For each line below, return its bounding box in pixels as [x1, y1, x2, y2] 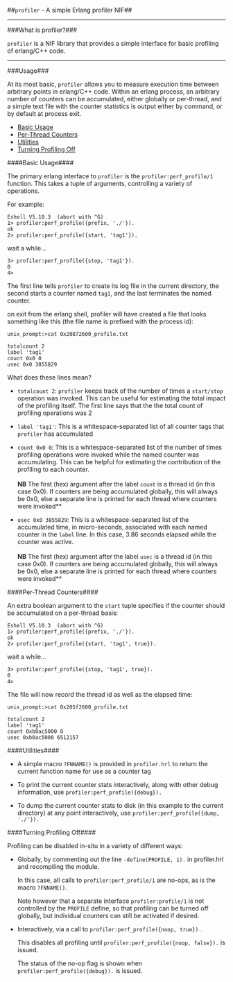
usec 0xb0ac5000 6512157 [7, 734, 79, 741]
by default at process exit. [7, 110, 82, 117]
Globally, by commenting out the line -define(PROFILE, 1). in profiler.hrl [17, 855, 224, 863]
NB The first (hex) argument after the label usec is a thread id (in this [17, 552, 213, 561]
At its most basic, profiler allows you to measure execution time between [7, 80, 219, 88]
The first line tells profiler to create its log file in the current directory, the [7, 282, 220, 290]
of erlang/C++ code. [7, 46, 66, 55]
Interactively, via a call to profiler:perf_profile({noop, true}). [17, 925, 202, 933]
